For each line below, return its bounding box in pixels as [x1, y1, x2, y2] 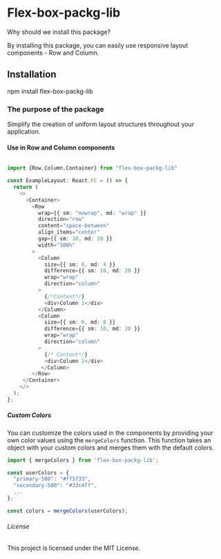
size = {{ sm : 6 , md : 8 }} [44, 319, 116, 326]
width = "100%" [37, 241, 76, 249]
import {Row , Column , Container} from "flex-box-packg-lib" [7, 165, 177, 172]
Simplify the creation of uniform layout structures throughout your [7, 120, 195, 129]
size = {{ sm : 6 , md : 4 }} [44, 261, 116, 268]
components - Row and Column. [7, 48, 99, 57]
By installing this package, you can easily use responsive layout [7, 41, 189, 49]
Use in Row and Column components [7, 143, 115, 152]
